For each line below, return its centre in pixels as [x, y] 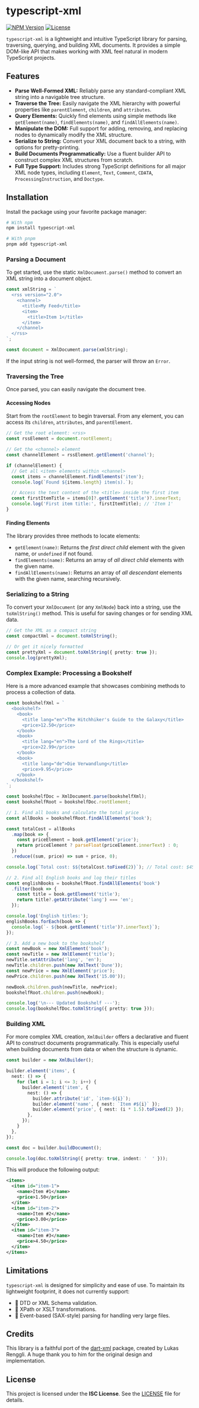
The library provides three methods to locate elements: [73, 536]
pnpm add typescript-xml [37, 244]
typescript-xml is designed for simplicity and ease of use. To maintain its [95, 1285]
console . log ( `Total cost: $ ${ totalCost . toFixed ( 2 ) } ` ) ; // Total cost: [95, 867]
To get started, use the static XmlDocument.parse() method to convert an [94, 272]
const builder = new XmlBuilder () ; [50, 1060]
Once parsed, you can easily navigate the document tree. [76, 389]
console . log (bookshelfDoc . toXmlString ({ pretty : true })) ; [81, 1009]
